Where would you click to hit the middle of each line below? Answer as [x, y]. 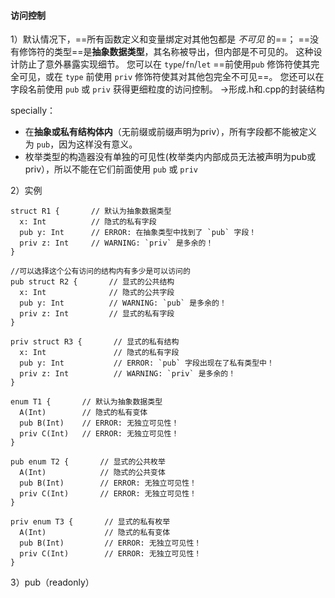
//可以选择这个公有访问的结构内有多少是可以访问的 [100, 271]
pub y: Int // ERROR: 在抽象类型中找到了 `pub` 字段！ [138, 233]
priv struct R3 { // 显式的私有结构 [95, 342]
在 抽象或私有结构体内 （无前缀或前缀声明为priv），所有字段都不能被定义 [171, 132]
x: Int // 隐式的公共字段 [97, 293]
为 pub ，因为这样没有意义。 [81, 144]
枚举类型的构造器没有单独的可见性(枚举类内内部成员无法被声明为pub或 [170, 157]
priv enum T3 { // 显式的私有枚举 [90, 522]
